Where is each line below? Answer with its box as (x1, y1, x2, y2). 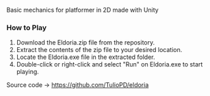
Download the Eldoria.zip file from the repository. (16, 38, 155, 47)
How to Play (6, 23, 47, 32)
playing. (16, 68, 39, 76)
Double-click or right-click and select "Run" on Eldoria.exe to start (16, 60, 203, 69)
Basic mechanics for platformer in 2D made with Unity (6, 6, 159, 14)
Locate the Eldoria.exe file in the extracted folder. (16, 53, 155, 61)
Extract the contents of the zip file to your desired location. (16, 46, 183, 54)
